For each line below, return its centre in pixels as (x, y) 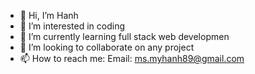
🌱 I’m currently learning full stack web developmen (124, 36)
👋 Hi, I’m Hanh (49, 15)
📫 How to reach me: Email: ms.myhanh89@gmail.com (132, 58)
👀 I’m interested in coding (72, 26)
